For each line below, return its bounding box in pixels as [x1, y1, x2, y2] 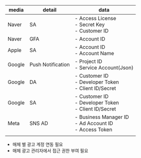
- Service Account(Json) [74, 64, 134, 71]
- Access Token [74, 126, 113, 133]
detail [42, 6, 57, 13]
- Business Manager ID [74, 113, 130, 120]
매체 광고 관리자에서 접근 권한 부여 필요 [12, 147, 89, 153]
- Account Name [74, 50, 115, 56]
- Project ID [74, 58, 102, 64]
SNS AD [29, 120, 48, 126]
